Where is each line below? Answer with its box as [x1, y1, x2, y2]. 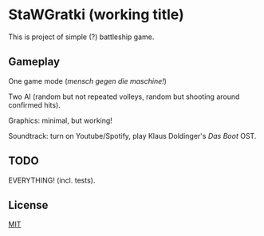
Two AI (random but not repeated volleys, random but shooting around [8, 92, 240, 101]
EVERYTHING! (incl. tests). [8, 175, 96, 185]
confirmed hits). [8, 100, 61, 109]
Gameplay [8, 55, 61, 69]
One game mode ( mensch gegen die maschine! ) [8, 76, 167, 85]
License [8, 198, 49, 212]
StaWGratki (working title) [8, 6, 185, 24]
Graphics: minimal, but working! [8, 116, 113, 125]
